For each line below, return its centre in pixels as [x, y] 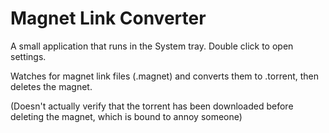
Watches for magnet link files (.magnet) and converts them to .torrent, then [165, 76]
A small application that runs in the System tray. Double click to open [152, 46]
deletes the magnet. [51, 86]
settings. [28, 56]
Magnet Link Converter [108, 18]
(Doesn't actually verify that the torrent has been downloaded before [152, 106]
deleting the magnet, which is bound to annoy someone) [126, 116]
